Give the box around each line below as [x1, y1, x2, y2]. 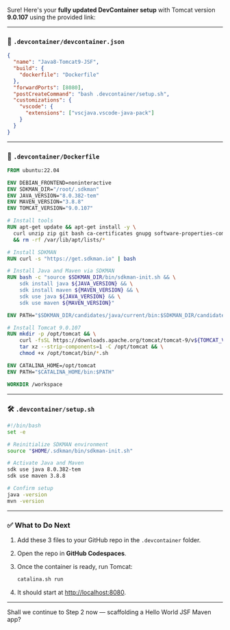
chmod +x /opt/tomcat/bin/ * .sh [19, 350, 109, 357]
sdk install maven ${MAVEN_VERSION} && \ [19, 287, 139, 294]
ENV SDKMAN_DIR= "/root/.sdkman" [7, 185, 99, 193]
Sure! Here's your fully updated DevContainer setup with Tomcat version [7, 6, 216, 14]
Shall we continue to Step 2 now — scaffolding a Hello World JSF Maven [7, 607, 212, 616]
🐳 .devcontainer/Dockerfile [7, 151, 100, 161]
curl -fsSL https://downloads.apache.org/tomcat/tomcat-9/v [19, 337, 194, 344]
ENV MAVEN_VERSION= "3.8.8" [7, 198, 84, 205]
